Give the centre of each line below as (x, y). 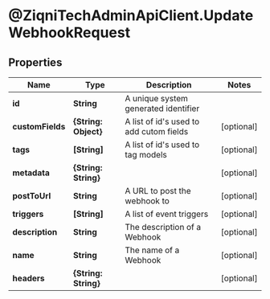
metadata (31, 173)
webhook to (147, 201)
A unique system (157, 98)
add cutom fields (157, 131)
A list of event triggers (167, 214)
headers (29, 278)
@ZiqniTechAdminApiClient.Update (131, 16)
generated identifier (162, 109)
